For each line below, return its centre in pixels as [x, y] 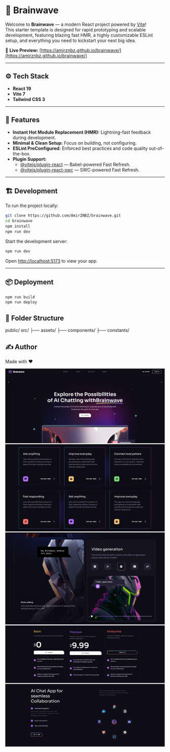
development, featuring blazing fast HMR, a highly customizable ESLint [79, 35]
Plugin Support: [29, 159]
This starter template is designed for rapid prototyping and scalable [75, 29]
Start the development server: [36, 241]
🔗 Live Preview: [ [23, 50]
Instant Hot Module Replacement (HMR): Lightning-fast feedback [82, 132]
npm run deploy [21, 302]
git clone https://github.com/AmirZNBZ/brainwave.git [63, 216]
